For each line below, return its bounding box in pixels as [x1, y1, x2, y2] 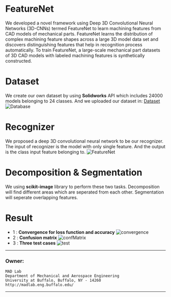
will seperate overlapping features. [5, 194, 78, 200]
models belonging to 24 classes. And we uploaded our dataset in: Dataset [5, 98, 160, 104]
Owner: [5, 257, 24, 264]
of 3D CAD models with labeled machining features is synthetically [5, 52, 145, 59]
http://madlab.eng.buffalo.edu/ [5, 282, 74, 287]
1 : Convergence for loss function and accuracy [12, 229, 115, 235]
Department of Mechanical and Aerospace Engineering [5, 273, 120, 278]
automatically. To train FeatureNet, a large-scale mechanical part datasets [5, 47, 160, 53]
